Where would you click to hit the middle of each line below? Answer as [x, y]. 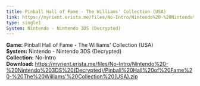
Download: [20, 64]
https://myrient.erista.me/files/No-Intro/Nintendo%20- [101, 64]
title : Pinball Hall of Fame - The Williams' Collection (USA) [86, 12]
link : [13, 17]
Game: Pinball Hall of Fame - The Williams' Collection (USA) [80, 45]
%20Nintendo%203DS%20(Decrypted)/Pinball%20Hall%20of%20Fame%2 [99, 70]
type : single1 [24, 23]
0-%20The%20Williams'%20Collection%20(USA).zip [72, 77]
